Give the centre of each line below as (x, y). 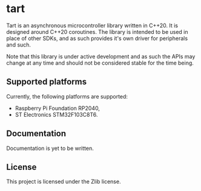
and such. (19, 45)
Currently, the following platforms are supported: (67, 96)
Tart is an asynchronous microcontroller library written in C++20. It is (92, 25)
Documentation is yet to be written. (50, 148)
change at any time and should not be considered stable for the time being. (100, 63)
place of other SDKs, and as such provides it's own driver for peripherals (97, 38)
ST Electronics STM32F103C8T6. (56, 114)
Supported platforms (46, 82)
